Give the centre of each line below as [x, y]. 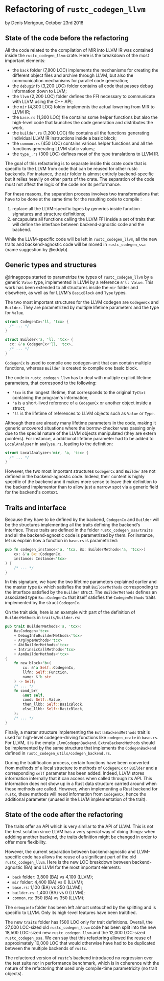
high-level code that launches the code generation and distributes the [82, 122]
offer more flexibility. [26, 842]
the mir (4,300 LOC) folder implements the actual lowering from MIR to [83, 106]
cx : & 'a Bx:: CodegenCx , [38, 554]
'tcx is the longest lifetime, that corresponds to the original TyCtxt [79, 392]
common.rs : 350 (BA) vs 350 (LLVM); [48, 898]
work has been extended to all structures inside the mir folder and [72, 287]
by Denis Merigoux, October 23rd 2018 [44, 23]
